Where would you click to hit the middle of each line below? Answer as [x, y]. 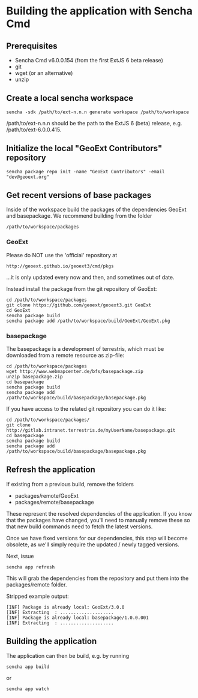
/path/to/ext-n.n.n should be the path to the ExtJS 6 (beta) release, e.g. [94, 123]
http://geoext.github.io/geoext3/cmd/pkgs [60, 266]
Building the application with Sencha [100, 11]
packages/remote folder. [37, 584]
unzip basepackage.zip [34, 377]
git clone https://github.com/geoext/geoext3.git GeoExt [79, 305]
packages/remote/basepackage [54, 502]
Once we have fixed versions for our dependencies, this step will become [97, 538]
